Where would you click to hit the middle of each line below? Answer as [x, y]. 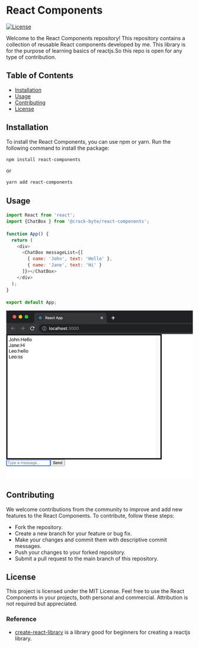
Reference [21, 619]
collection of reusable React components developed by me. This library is [96, 44]
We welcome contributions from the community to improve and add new [94, 509]
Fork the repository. [39, 527]
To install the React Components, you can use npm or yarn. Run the [89, 141]
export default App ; [32, 302]
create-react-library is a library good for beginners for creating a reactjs [102, 632]
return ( [22, 240]
